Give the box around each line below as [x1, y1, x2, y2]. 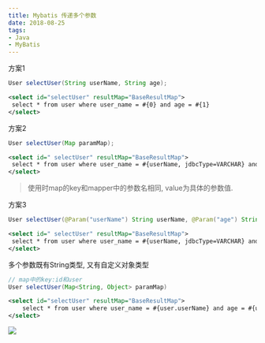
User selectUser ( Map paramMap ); [8, 139, 114, 147]
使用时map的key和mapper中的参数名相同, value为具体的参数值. [27, 183, 233, 193]
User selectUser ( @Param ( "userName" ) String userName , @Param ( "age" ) [8, 216, 238, 224]
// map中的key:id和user [8, 275, 83, 284]
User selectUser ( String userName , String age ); [8, 80, 168, 88]
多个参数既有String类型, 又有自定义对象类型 [8, 259, 150, 269]
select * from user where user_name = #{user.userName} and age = [22, 304, 245, 312]
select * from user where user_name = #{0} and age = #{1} [11, 100, 211, 109]
